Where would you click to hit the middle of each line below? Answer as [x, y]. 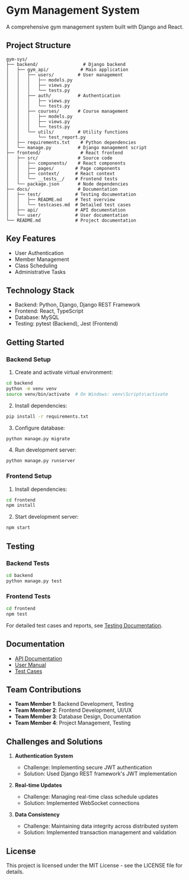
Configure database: [40, 428]
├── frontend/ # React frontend [65, 153]
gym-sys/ [17, 59]
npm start [18, 528]
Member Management [42, 259]
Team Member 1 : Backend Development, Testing [74, 704]
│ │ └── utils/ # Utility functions [67, 132]
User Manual [30, 665]
